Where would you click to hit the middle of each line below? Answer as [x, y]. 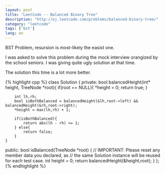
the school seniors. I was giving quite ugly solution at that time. [70, 63]
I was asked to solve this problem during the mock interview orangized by [82, 57]
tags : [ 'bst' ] [20, 29]
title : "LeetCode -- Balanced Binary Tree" [52, 15]
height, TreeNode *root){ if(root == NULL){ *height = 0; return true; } [76, 88]
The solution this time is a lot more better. [48, 72]
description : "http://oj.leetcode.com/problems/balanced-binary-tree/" [82, 19]
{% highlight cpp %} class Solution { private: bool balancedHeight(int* [78, 82]
